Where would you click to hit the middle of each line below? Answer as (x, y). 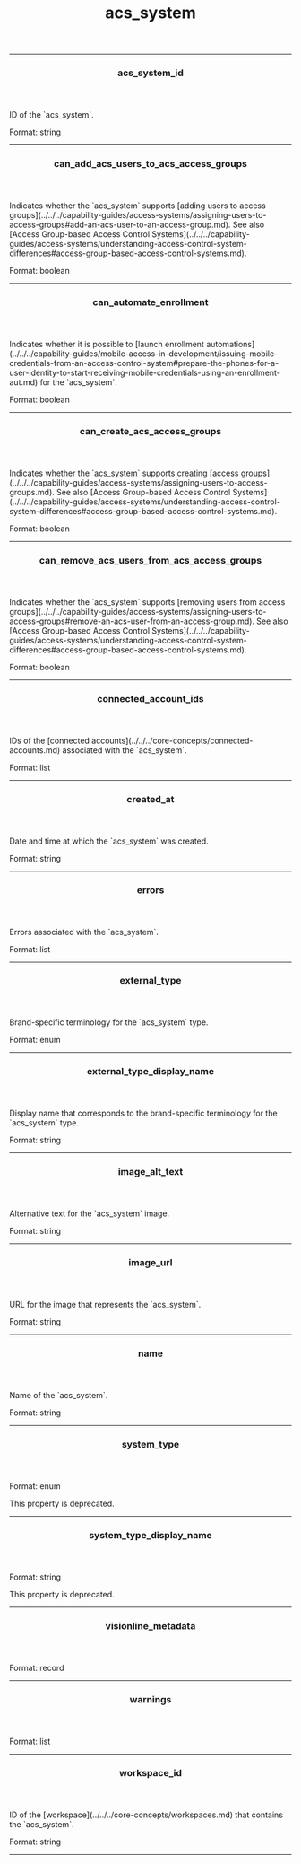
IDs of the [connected (49, 740)
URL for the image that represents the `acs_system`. (105, 1305)
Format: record (37, 1667)
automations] (230, 344)
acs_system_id (150, 73)
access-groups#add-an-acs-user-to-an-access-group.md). (120, 225)
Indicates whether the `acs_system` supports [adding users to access (138, 206)
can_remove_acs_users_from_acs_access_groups (150, 560)
